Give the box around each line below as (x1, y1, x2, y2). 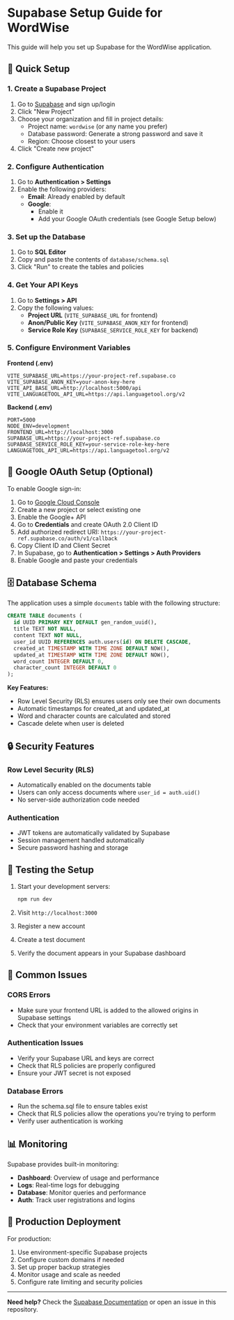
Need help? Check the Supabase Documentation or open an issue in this (7, 1298, 217, 1306)
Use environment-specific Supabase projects (17, 1247, 148, 1257)
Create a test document (17, 935, 86, 943)
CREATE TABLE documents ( (7, 613, 82, 620)
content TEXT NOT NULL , (13, 632, 82, 639)
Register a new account (17, 922, 86, 930)
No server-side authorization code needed (17, 795, 140, 804)
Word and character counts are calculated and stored (17, 712, 171, 720)
